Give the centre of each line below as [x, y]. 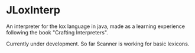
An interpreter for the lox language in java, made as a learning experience [95, 26]
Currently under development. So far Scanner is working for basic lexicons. [98, 44]
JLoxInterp [33, 10]
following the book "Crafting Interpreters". [57, 32]
